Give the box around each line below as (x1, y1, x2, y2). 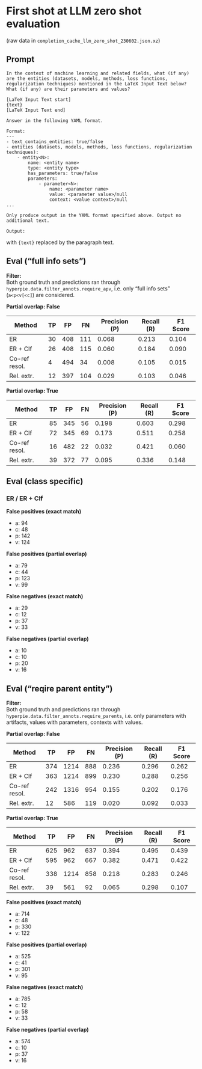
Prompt (6, 54, 35, 64)
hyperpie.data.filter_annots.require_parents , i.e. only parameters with (6, 712, 186, 720)
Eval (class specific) (6, 476, 84, 486)
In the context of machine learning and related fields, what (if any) (6, 70, 189, 76)
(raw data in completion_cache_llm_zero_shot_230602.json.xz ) (6, 37, 161, 44)
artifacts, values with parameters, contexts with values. (6, 718, 143, 726)
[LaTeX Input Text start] (6, 96, 71, 103)
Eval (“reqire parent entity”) (6, 684, 113, 694)
